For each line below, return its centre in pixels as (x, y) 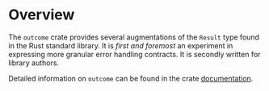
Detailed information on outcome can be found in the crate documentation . (131, 78)
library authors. (34, 63)
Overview (42, 15)
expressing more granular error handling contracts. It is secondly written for (134, 54)
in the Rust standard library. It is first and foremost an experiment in (121, 45)
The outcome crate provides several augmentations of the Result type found (134, 37)
